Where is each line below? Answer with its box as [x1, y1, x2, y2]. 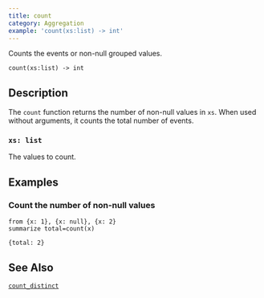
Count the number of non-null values [8, 199, 156, 210]
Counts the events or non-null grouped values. [8, 49, 163, 59]
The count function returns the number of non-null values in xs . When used [8, 108, 257, 117]
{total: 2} [8, 239, 45, 247]
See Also [8, 260, 54, 274]
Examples [8, 175, 59, 189]
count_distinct [8, 282, 59, 290]
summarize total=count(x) [8, 225, 95, 233]
